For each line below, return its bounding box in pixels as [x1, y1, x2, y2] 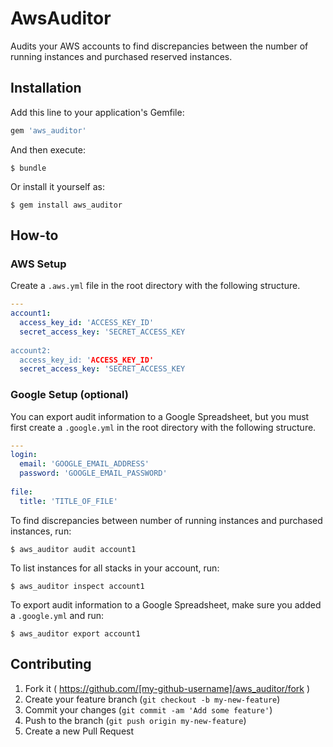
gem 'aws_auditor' [10, 125, 87, 136]
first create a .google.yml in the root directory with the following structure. [10, 421, 317, 433]
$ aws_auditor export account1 [10, 628, 141, 639]
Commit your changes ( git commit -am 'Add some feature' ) [24, 703, 273, 716]
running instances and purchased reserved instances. [10, 50, 233, 62]
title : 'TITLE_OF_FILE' [19, 496, 118, 506]
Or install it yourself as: [10, 180, 105, 192]
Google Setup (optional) [10, 388, 130, 402]
